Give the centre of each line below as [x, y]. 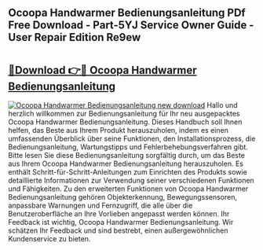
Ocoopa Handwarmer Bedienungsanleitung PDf [127, 13]
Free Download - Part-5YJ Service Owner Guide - [131, 26]
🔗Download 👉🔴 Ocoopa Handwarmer [103, 70]
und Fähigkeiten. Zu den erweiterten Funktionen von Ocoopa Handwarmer [128, 189]
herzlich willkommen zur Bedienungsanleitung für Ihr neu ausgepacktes [124, 114]
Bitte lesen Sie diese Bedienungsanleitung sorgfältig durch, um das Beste [127, 155]
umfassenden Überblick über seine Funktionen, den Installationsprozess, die [132, 138]
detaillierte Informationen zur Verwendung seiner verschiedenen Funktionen [131, 180]
